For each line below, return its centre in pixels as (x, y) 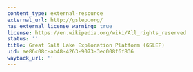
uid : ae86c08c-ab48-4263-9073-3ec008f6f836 (71, 52)
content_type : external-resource (55, 13)
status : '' (23, 39)
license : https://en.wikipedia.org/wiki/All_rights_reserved (97, 33)
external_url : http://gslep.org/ (55, 20)
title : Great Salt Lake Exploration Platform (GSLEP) (86, 45)
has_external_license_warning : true (60, 26)
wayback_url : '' (30, 58)
